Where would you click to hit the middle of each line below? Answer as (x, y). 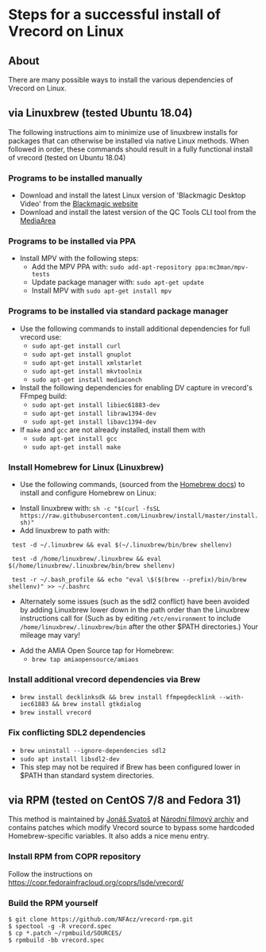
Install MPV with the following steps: (79, 259)
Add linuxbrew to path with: (65, 530)
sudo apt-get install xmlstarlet (87, 363)
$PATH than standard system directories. (87, 775)
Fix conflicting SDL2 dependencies (77, 733)
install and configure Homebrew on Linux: (88, 493)
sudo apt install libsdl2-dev (70, 759)
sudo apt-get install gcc (74, 439)
